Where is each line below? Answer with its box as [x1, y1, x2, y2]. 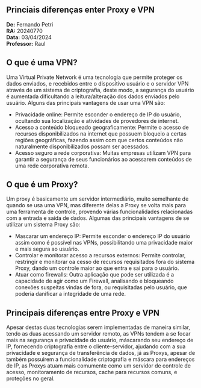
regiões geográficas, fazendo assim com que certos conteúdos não [14, 136, 184, 143]
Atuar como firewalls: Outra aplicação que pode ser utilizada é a [14, 271, 175, 278]
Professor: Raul [6, 40, 46, 47]
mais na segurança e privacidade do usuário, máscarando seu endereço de [6, 337, 194, 344]
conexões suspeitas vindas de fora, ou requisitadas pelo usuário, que [14, 284, 188, 291]
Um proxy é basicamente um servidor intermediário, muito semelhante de [6, 195, 189, 202]
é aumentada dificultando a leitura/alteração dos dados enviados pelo [6, 93, 180, 100]
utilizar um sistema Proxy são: [6, 221, 81, 228]
